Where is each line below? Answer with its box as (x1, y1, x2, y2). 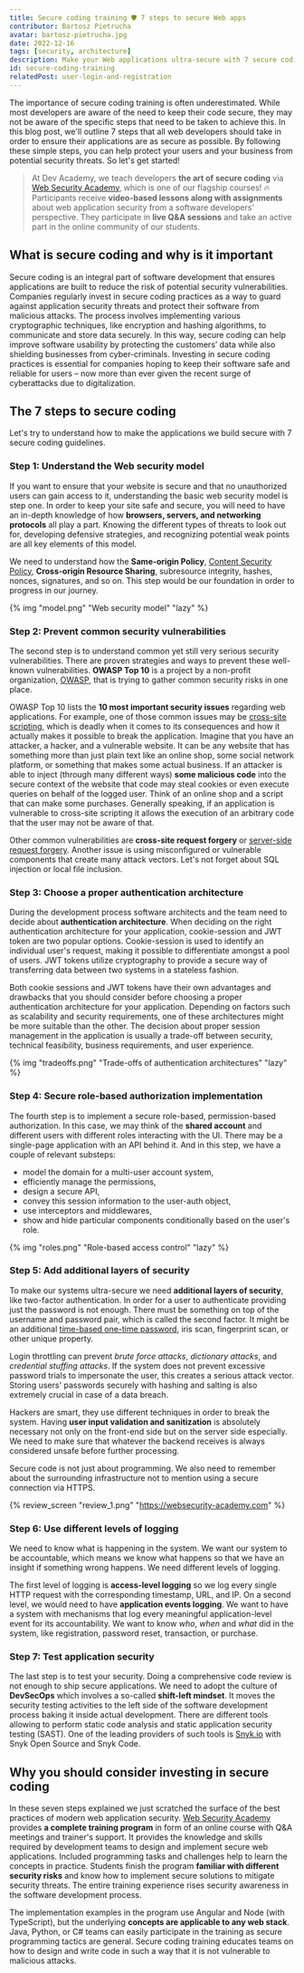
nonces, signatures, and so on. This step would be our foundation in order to (9, 575, 295, 585)
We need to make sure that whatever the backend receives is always (9, 1436, 265, 1446)
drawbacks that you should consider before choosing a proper (9, 991, 242, 1002)
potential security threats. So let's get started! (9, 155, 180, 166)
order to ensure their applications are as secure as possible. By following (9, 135, 281, 146)
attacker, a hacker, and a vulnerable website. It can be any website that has (9, 740, 290, 750)
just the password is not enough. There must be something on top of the (9, 1304, 280, 1315)
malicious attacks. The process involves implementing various (9, 310, 242, 321)
